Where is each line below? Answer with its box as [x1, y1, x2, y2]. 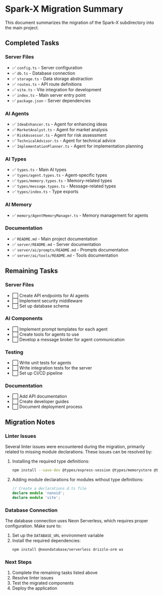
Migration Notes [5, 418, 55, 426]
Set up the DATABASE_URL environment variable [12, 532, 104, 538]
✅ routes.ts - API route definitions [12, 81, 82, 87]
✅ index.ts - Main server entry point [12, 92, 86, 98]
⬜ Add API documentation [12, 393, 67, 399]
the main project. [5, 24, 39, 30]
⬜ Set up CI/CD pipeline [12, 370, 63, 376]
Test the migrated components [12, 580, 74, 586]
